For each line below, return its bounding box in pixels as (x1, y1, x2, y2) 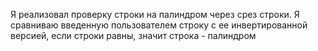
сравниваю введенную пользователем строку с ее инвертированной (10, 19, 308, 31)
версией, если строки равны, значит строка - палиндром (10, 30, 257, 41)
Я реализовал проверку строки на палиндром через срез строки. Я (10, 9, 300, 20)
